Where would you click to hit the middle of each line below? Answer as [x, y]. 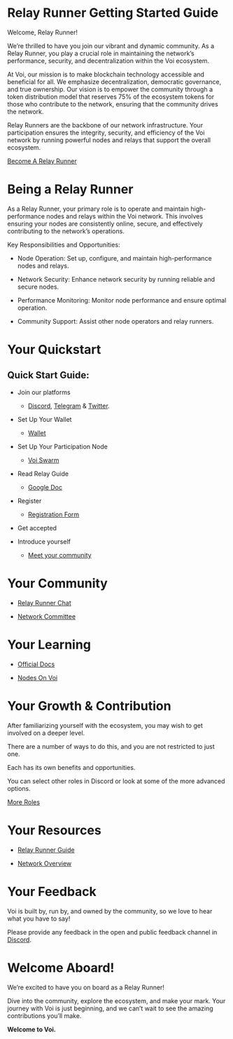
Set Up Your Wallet [44, 419]
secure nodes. [38, 287]
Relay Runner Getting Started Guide [113, 13]
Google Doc [45, 487]
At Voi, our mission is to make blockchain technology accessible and [106, 74]
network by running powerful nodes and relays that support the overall [109, 140]
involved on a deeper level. [46, 733]
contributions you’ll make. [44, 1016]
